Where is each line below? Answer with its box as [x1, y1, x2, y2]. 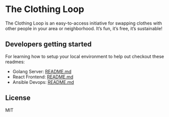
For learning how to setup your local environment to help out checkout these [5, 53, 164, 59]
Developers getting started [5, 40, 92, 49]
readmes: [5, 59, 25, 65]
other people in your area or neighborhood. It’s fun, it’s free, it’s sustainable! [5, 25, 162, 31]
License [5, 94, 31, 102]
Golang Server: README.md [12, 68, 72, 74]
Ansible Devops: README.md [12, 79, 74, 85]
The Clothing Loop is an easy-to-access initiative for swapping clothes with [5, 20, 162, 26]
